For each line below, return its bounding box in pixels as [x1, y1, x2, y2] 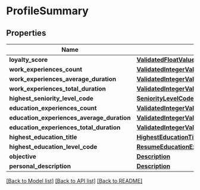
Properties [6, 28, 46, 38]
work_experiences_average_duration [9, 75, 117, 83]
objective [9, 152, 37, 160]
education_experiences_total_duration [9, 123, 121, 132]
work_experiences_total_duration [9, 85, 106, 93]
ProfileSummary [6, 4, 89, 18]
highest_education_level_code [9, 143, 98, 151]
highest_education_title [9, 133, 77, 141]
